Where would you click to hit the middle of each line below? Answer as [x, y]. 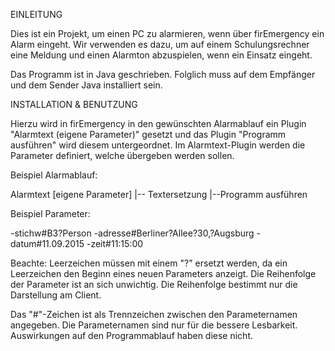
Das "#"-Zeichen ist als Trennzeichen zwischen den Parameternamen [154, 314]
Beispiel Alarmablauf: [54, 175]
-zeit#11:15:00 [115, 243]
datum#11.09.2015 [47, 243]
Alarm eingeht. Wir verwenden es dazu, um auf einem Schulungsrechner [160, 44]
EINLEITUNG [36, 14]
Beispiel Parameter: [50, 213]
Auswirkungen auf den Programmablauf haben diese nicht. [132, 335]
